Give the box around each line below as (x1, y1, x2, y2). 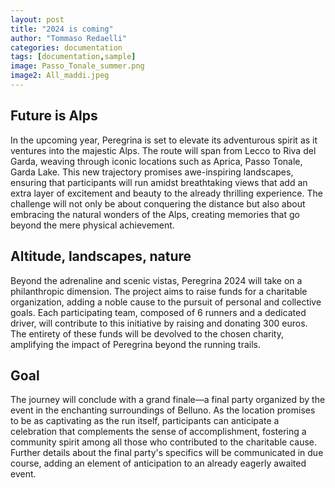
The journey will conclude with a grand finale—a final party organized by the (10, 394, 326, 406)
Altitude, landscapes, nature (10, 248, 192, 265)
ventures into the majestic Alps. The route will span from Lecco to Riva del (10, 144, 317, 156)
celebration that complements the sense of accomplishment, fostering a (10, 426, 307, 438)
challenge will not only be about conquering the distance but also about (10, 197, 306, 210)
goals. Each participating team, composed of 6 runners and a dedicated (10, 306, 307, 318)
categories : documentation (10, 42, 123, 53)
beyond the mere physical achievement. (10, 219, 175, 231)
